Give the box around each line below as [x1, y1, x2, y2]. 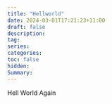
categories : [7, 50, 42, 57]
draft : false [7, 23, 46, 30]
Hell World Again [7, 89, 56, 97]
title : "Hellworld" [7, 10, 65, 18]
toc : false [7, 56, 39, 63]
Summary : [7, 69, 33, 76]
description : [7, 30, 46, 37]
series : [7, 43, 30, 50]
